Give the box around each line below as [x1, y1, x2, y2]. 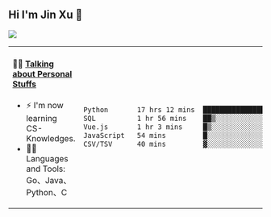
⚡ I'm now [26, 100, 65, 111]
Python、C [26, 187, 68, 198]
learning [26, 113, 58, 124]
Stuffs [12, 78, 37, 90]
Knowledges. [26, 133, 76, 144]
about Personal [12, 69, 73, 80]
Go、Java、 [26, 175, 72, 186]
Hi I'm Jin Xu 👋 [8, 8, 83, 22]
